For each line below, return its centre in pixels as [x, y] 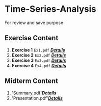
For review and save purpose [34, 23]
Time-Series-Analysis [50, 9]
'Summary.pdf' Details [34, 93]
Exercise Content [31, 38]
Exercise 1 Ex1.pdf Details [38, 50]
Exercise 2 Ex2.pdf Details [39, 55]
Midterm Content [31, 81]
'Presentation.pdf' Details [37, 98]
